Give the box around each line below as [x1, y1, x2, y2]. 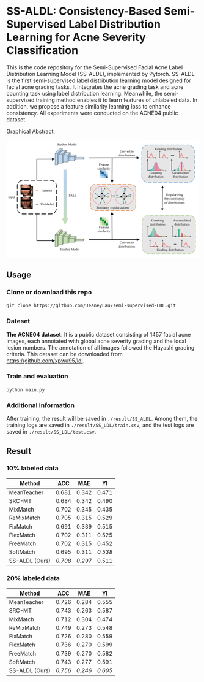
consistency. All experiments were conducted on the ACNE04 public [6, 109, 178, 117]
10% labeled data [6, 464, 59, 473]
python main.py [6, 386, 45, 393]
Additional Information [6, 400, 75, 409]
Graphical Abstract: [6, 128, 56, 135]
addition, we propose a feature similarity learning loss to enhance [6, 102, 171, 110]
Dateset [6, 317, 31, 326]
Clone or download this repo [6, 288, 92, 296]
